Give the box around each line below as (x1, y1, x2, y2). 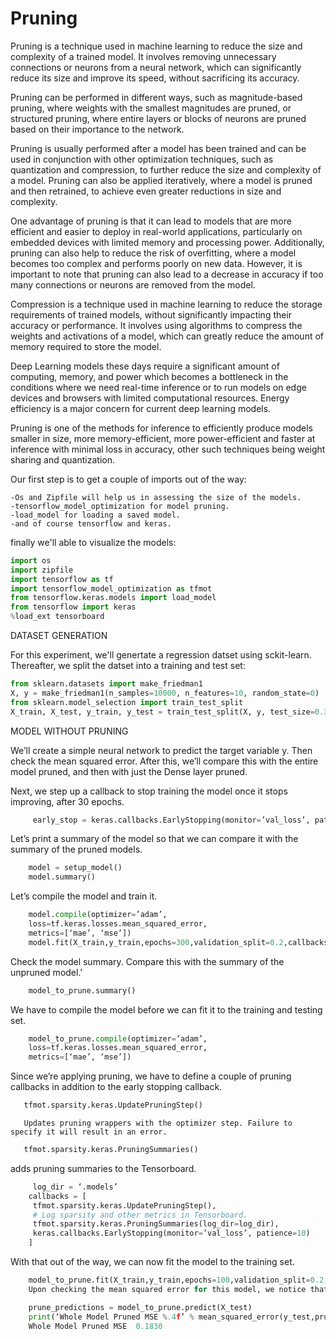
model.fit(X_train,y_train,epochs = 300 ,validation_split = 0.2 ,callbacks (28, 937, 329, 947)
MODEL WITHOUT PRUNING (10, 725, 129, 737)
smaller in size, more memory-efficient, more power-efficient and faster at (10, 432, 316, 444)
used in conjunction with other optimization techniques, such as (10, 153, 274, 165)
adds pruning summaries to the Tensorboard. (10, 1162, 197, 1174)
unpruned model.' (10, 966, 83, 978)
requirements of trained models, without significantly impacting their (10, 308, 293, 321)
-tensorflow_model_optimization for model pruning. (10, 501, 230, 511)
